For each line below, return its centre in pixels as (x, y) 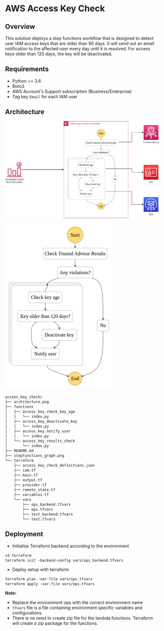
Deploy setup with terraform (41, 569)
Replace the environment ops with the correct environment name (77, 602)
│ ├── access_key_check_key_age (40, 412)
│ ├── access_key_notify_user (38, 431)
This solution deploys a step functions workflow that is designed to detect (79, 38)
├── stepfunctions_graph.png (35, 456)
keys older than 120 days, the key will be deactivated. (59, 54)
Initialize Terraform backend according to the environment (71, 546)
